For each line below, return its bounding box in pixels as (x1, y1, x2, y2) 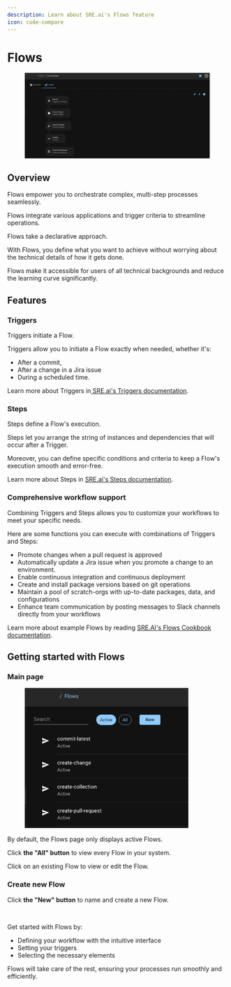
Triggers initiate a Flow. (7, 332, 75, 340)
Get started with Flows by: (7, 922, 83, 931)
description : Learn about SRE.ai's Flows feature (7, 11, 155, 18)
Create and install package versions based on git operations (17, 580, 191, 588)
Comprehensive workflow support (7, 493, 126, 503)
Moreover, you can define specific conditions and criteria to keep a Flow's (7, 454, 221, 463)
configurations (17, 595, 60, 603)
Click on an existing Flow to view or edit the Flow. (7, 862, 149, 870)
